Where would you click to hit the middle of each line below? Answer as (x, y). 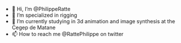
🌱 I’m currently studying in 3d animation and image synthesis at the (93, 21)
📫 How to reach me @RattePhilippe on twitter (68, 34)
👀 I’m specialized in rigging (45, 15)
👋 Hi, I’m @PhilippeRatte (41, 9)
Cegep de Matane (34, 27)
